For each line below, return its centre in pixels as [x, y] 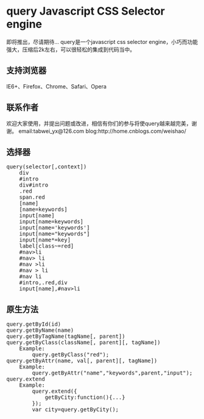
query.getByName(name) [40, 330]
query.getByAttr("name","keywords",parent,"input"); [112, 373]
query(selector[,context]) [47, 167]
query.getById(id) [34, 324]
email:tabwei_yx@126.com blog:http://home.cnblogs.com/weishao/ [102, 131]
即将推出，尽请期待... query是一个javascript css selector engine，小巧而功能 [102, 41]
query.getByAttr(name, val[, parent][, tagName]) [82, 361]
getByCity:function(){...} [85, 397]
